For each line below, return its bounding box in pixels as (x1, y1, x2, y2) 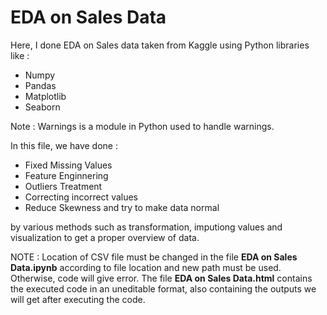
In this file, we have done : (10, 139, 118, 151)
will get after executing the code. (10, 293, 146, 305)
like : (10, 49, 30, 61)
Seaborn (24, 101, 61, 113)
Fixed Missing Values (24, 159, 113, 171)
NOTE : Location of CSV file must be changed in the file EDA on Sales (10, 251, 298, 263)
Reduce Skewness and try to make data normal (24, 201, 220, 213)
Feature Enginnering (24, 169, 109, 181)
